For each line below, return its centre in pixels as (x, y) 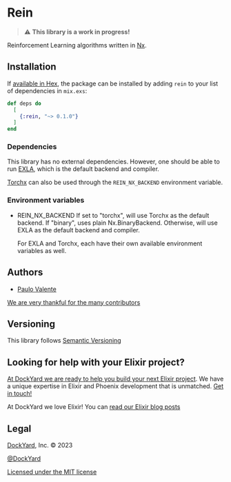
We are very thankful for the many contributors (74, 302)
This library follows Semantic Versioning (64, 341)
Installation (32, 67)
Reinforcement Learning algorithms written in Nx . (77, 45)
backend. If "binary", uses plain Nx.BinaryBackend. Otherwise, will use (118, 223)
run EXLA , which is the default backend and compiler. (83, 169)
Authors (25, 273)
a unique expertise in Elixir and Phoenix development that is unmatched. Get (115, 386)
